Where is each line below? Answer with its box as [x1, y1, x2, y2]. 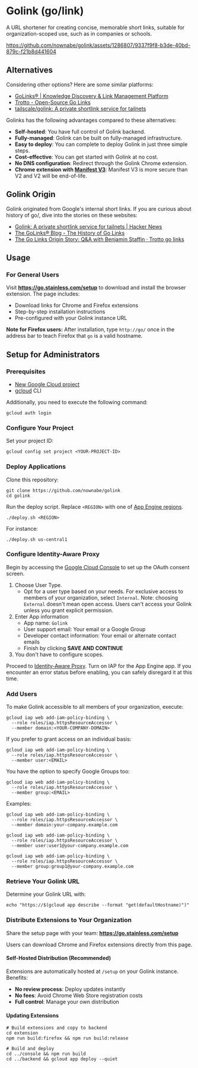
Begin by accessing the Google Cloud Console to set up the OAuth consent [6, 563, 190, 571]
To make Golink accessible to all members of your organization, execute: [6, 703, 184, 711]
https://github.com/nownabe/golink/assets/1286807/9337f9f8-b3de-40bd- [6, 42, 191, 49]
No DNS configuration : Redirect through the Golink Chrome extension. [14, 159, 188, 167]
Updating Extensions [6, 1012, 59, 1019]
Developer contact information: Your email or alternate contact [23, 632, 177, 639]
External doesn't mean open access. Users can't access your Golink [23, 600, 192, 607]
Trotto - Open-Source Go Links [14, 99, 91, 106]
